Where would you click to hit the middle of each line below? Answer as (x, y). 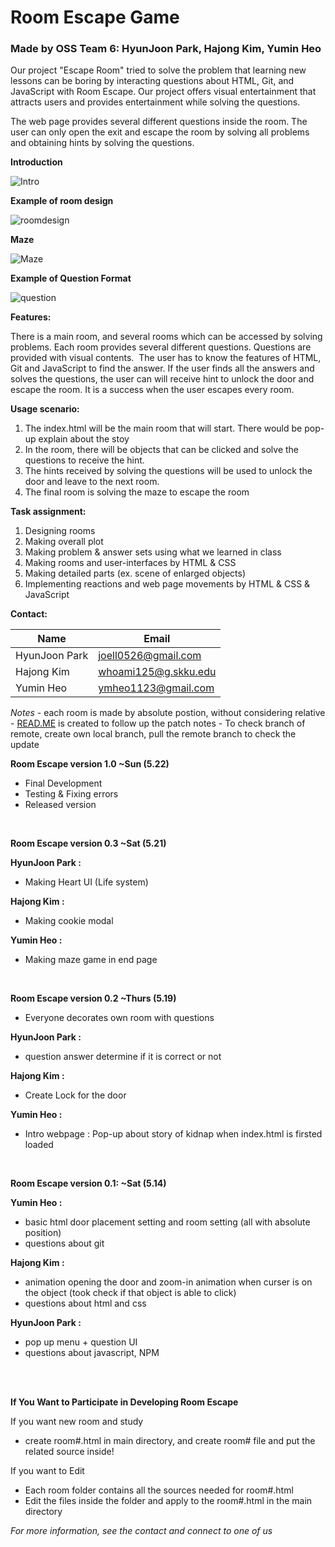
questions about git (64, 1243)
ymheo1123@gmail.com (156, 688)
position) (43, 1233)
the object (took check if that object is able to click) (130, 1293)
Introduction (36, 162)
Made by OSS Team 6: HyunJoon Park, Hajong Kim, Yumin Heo (166, 49)
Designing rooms (60, 531)
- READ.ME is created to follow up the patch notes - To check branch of (158, 723)
